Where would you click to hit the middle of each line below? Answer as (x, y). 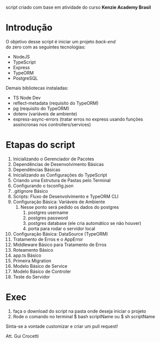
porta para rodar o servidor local (61, 228)
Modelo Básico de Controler (42, 271)
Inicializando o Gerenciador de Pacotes (53, 159)
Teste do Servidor (31, 276)
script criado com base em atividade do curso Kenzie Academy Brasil (78, 7)
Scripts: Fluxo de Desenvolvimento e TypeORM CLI (66, 196)
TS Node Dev (27, 97)
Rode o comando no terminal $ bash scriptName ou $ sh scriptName (84, 316)
